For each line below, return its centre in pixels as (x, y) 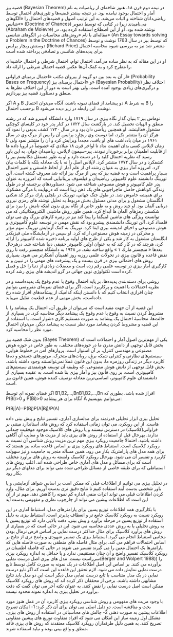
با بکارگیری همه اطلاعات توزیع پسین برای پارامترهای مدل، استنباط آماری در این (81, 509)
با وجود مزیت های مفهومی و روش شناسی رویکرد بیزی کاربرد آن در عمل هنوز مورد (84, 601)
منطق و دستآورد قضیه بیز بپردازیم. (39, 93)
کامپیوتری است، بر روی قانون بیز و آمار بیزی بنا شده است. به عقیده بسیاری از (80, 372)
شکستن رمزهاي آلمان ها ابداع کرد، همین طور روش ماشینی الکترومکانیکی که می (83, 211)
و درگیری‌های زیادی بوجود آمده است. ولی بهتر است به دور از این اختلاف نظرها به (82, 87)
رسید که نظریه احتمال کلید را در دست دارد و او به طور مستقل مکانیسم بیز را (79, 157)
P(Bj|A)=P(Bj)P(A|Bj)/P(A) (33, 408)
